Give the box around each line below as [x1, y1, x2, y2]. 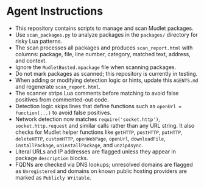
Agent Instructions [6, 4, 104, 18]
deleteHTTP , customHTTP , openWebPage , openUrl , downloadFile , [15, 134, 166, 142]
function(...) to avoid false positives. [15, 109, 111, 116]
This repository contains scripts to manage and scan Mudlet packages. [15, 24, 194, 32]
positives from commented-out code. [15, 96, 109, 103]
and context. [15, 57, 47, 64]
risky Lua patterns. [15, 37, 63, 45]
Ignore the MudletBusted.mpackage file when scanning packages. [15, 63, 177, 71]
